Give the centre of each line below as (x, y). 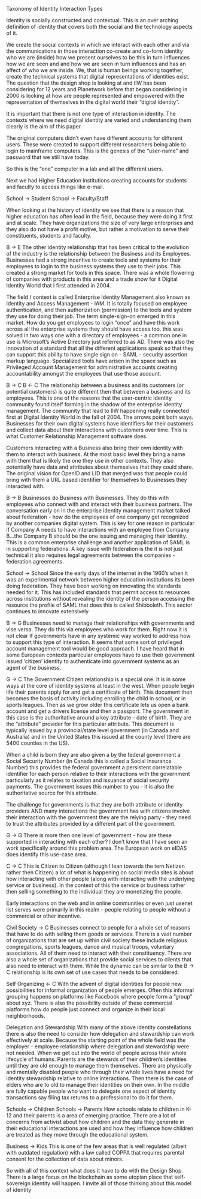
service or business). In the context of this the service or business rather (96, 885)
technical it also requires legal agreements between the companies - (91, 555)
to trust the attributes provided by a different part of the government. (91, 824)
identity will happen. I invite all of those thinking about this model (112, 1183)
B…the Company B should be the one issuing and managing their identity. (97, 536)
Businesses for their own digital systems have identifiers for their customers (100, 423)
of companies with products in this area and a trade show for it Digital (92, 279)
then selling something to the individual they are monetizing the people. (94, 891)
